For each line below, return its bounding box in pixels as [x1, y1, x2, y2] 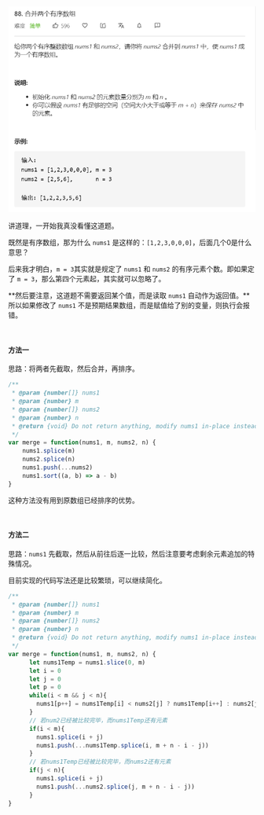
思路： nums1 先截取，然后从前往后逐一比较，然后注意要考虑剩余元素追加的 [8, 549, 248, 558]
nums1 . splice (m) [22, 447, 76, 455]
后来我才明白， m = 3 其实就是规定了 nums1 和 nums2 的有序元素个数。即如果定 [8, 264, 255, 274]
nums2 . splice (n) [22, 455, 76, 464]
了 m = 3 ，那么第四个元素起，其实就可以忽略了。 [8, 274, 166, 284]
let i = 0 [28, 666, 61, 674]
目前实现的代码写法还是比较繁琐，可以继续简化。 [8, 575, 167, 585]
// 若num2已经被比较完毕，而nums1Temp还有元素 [28, 716, 167, 725]
